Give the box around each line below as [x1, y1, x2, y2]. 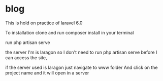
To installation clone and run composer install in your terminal [5, 29, 134, 35]
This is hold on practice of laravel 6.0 [5, 20, 83, 26]
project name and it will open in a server [5, 69, 89, 76]
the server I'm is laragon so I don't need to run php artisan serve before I [5, 49, 157, 55]
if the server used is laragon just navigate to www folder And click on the [5, 64, 158, 70]
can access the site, [5, 54, 47, 61]
